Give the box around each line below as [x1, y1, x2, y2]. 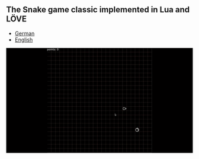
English [14, 36, 33, 43]
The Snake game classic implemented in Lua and [6, 5, 190, 15]
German [14, 30, 35, 37]
